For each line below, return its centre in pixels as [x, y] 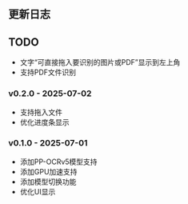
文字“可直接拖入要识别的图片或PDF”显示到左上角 [100, 62]
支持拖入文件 [41, 112]
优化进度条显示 [44, 122]
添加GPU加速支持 [48, 171]
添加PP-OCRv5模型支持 [58, 162]
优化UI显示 [38, 191]
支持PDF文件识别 [48, 72]
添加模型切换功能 [48, 182]
